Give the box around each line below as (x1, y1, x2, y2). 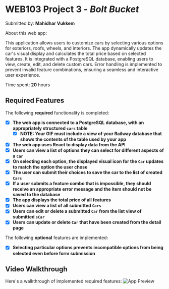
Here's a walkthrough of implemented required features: (5, 278, 122, 284)
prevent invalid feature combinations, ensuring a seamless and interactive (5, 67, 159, 73)
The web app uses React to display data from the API (12, 141, 126, 147)
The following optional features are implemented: (5, 235, 108, 241)
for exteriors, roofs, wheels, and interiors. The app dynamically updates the (5, 45, 162, 51)
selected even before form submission (12, 250, 95, 256)
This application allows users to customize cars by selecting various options (5, 39, 163, 46)
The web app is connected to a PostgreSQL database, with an (12, 120, 144, 126)
